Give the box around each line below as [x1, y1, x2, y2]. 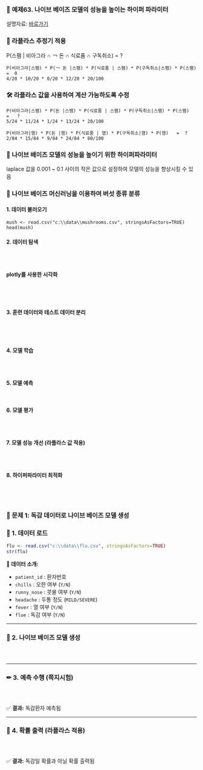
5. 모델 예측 [6, 379, 33, 387]
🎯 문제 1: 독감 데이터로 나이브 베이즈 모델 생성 [6, 511, 130, 520]
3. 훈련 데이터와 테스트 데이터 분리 [6, 308, 86, 316]
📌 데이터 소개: [6, 560, 39, 567]
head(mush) [6, 225, 34, 231]
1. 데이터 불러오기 [6, 206, 47, 213]
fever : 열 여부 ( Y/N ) [14, 603, 63, 610]
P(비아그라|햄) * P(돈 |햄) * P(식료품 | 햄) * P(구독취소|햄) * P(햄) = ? [6, 130, 188, 136]
